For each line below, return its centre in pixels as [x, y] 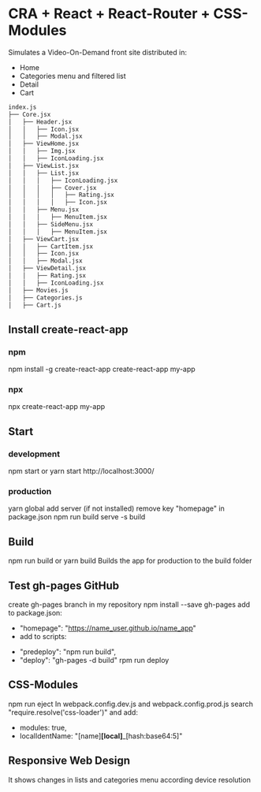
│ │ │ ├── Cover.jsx [52, 188]
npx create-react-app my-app [57, 407]
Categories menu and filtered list [73, 76]
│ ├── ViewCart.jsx [44, 239]
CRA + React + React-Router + [109, 14]
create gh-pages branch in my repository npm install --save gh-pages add [129, 604]
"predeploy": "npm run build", [68, 652]
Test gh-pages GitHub [64, 585]
